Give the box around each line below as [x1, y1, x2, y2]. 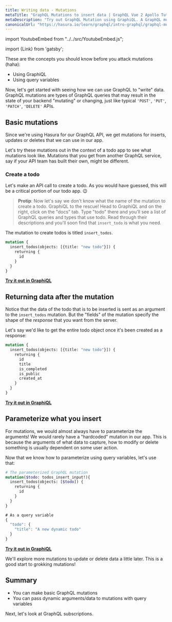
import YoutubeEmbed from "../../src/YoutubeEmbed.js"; [5, 36, 124, 42]
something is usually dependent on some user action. [5, 444, 119, 450]
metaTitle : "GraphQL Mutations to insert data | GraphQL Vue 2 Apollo [5, 12, 159, 17]
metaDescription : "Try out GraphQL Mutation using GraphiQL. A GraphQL [5, 17, 161, 22]
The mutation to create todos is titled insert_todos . [5, 230, 113, 236]
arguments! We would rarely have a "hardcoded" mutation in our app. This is [5, 433, 167, 440]
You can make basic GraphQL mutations [12, 590, 98, 596]
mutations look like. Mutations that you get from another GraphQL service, [5, 153, 162, 159]
